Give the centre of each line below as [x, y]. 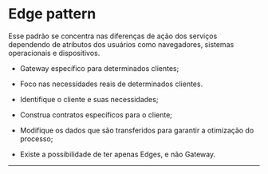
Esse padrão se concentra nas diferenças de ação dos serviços [113, 36]
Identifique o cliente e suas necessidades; [89, 99]
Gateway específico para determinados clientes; [99, 68]
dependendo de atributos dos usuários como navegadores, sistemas [121, 44]
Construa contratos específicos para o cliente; [96, 115]
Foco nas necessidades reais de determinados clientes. [111, 84]
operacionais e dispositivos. [54, 53]
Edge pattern [52, 14]
